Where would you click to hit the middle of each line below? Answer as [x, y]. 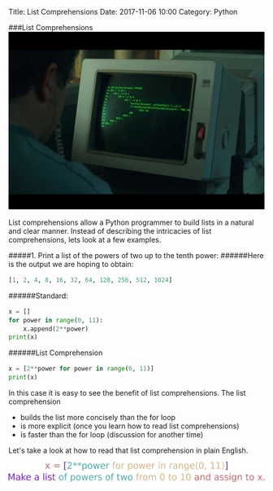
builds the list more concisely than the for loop [98, 418]
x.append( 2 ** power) [56, 329]
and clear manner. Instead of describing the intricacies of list [110, 230]
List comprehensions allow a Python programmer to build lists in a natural [131, 222]
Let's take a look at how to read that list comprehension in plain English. [128, 450]
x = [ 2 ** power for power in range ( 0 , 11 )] [81, 369]
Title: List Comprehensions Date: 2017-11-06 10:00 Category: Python [123, 12]
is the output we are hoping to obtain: [71, 264]
